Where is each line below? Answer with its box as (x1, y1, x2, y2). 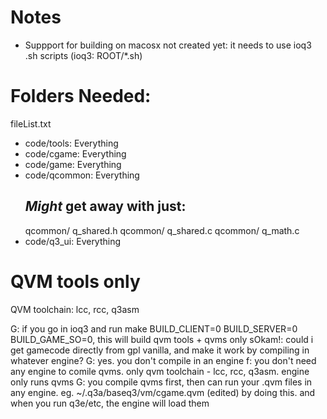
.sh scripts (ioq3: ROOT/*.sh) (24, 49, 143, 61)
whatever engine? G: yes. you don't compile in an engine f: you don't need (10, 354, 317, 366)
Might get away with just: (24, 198, 187, 215)
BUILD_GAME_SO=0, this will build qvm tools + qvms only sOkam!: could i (10, 333, 314, 345)
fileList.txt (10, 117, 52, 130)
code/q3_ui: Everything (24, 235, 122, 247)
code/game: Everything (24, 158, 122, 170)
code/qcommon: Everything (24, 169, 140, 181)
